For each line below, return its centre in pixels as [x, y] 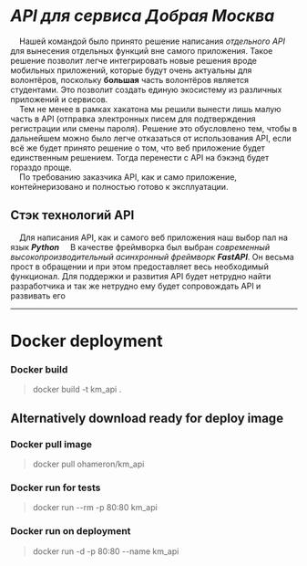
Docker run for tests [56, 487]
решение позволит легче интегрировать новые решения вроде [134, 60]
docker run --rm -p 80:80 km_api [95, 508]
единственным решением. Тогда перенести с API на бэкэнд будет [140, 157]
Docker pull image [51, 444]
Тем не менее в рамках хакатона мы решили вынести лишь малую [150, 109]
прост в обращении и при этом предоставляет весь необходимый [140, 267]
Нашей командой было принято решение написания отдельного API [152, 41]
